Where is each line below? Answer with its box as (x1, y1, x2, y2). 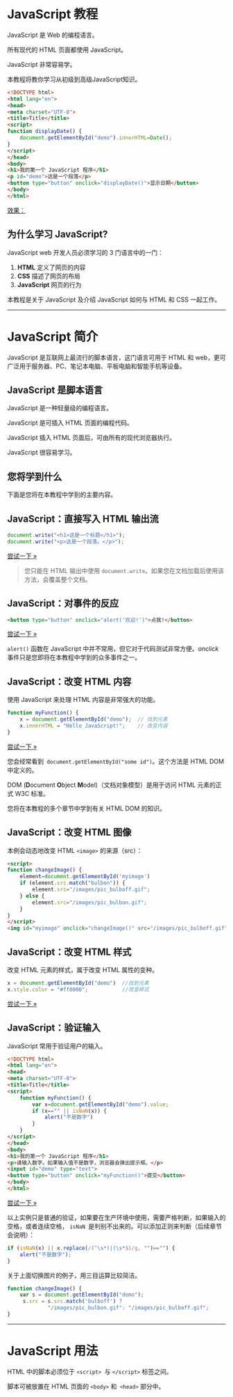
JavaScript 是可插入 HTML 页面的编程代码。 (7, 419, 134, 427)
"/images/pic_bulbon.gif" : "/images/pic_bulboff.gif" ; (47, 1304, 209, 1311)
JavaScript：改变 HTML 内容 (7, 676, 132, 687)
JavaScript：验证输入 (7, 1022, 101, 1034)
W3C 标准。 (15, 789, 50, 797)
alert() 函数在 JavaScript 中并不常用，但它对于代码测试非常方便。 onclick (7, 645, 219, 653)
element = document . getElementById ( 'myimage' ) (19, 873, 150, 880)
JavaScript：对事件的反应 (7, 598, 119, 609)
